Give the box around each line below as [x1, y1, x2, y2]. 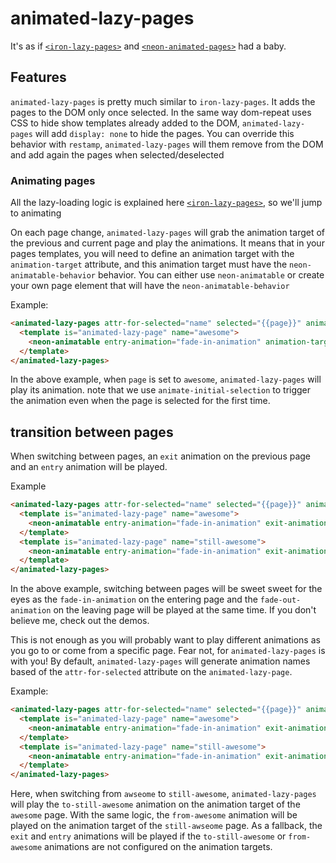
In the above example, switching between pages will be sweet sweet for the [10, 583, 323, 595]
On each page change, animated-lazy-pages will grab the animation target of [10, 227, 326, 239]
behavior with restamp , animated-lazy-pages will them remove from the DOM [10, 138, 324, 150]
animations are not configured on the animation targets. [44, 841, 273, 853]
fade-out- [259, 595, 302, 606]
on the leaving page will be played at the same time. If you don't [53, 604, 317, 616]
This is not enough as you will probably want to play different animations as [10, 634, 321, 646]
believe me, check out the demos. [10, 615, 150, 627]
